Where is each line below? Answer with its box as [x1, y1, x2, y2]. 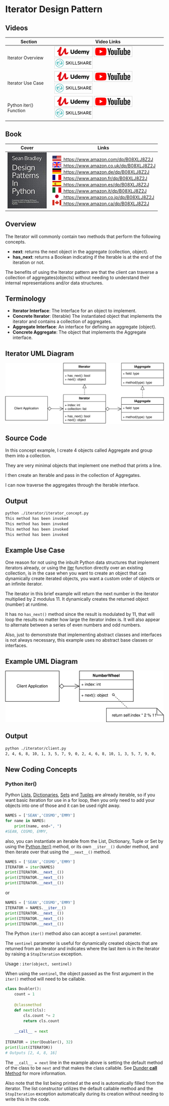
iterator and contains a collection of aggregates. [12, 318, 112, 324]
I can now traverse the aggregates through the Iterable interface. [5, 482, 140, 488]
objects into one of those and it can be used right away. [5, 802, 121, 809]
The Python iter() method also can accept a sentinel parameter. [5, 931, 142, 937]
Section [20, 38, 37, 44]
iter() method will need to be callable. [5, 976, 86, 982]
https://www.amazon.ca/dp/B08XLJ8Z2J [63, 201, 149, 207]
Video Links [95, 38, 121, 44]
